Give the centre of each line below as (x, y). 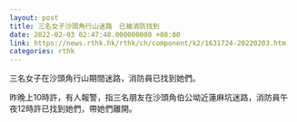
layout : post (34, 18)
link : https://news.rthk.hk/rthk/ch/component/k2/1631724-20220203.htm (148, 43)
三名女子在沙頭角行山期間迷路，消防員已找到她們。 (105, 79)
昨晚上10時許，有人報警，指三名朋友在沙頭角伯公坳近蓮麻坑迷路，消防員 (145, 98)
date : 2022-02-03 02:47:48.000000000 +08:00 (95, 34)
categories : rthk (42, 52)
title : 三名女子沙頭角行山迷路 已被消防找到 (85, 26)
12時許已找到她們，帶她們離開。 (75, 108)
